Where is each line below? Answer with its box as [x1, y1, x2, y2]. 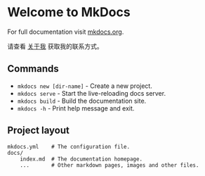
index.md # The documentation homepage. [20, 156, 143, 163]
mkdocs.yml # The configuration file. [7, 143, 131, 150]
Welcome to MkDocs [7, 4, 131, 20]
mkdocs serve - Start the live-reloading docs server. [17, 89, 166, 97]
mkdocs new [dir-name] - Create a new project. [17, 82, 152, 90]
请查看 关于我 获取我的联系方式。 [7, 42, 103, 50]
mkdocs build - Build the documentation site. [17, 96, 147, 105]
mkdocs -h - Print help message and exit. [17, 103, 135, 113]
